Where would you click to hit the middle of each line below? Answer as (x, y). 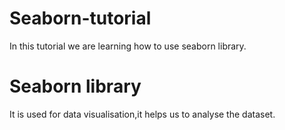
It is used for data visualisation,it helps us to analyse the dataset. (142, 114)
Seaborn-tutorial (80, 18)
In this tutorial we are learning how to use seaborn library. (128, 46)
